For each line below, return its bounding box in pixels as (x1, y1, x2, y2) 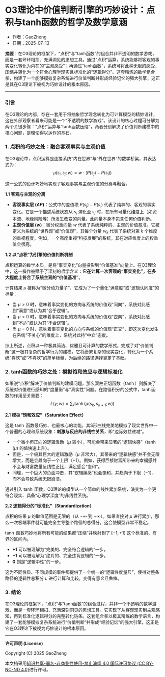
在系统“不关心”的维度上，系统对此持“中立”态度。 (12, 332, 110, 338)
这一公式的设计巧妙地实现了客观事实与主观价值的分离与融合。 (5, 181, 130, 187)
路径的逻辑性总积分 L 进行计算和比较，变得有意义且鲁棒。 (5, 575, 122, 581)
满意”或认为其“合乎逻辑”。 (18, 308, 72, 313)
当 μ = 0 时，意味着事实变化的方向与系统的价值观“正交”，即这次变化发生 (12, 326, 159, 332)
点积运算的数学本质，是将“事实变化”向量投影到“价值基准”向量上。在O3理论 (5, 262, 157, 268)
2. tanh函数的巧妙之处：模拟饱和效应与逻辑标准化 (5, 368, 123, 375)
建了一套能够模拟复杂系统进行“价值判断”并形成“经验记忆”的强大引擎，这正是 (5, 620, 159, 625)
